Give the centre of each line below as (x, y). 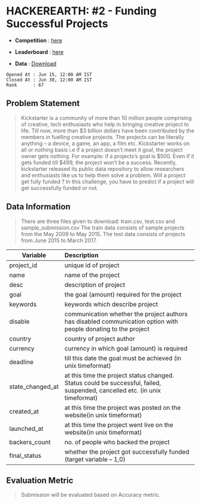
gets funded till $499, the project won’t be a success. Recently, (99, 162)
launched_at (26, 428)
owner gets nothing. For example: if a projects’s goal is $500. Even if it (107, 156)
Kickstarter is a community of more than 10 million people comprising (106, 117)
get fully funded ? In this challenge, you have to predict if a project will (107, 182)
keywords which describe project (111, 304)
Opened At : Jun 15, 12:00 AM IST (49, 74)
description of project (95, 285)
